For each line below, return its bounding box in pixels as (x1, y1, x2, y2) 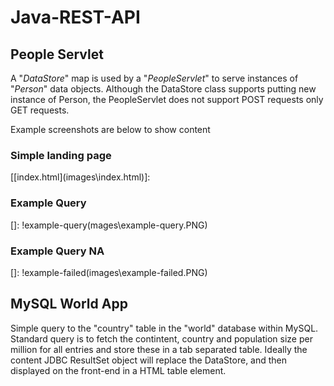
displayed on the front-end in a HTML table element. (10, 364, 227, 376)
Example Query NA (10, 244, 105, 258)
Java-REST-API (10, 6, 141, 29)
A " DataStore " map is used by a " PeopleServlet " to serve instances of (10, 72, 299, 84)
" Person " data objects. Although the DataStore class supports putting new (10, 83, 317, 95)
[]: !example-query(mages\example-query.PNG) (10, 219, 208, 231)
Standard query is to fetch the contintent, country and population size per (10, 332, 313, 345)
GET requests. (10, 104, 70, 116)
